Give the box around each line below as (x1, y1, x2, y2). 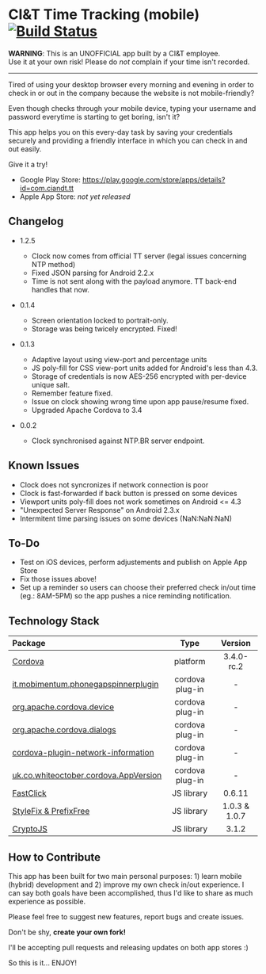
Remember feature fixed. (31, 388, 113, 398)
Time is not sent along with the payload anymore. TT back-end (31, 276, 237, 286)
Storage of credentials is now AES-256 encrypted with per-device (31, 371, 247, 381)
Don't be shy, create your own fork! (8, 927, 127, 937)
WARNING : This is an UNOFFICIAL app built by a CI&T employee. (8, 48, 221, 58)
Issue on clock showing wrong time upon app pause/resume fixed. (31, 396, 249, 406)
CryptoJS (12, 823, 47, 835)
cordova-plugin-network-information (12, 747, 154, 758)
